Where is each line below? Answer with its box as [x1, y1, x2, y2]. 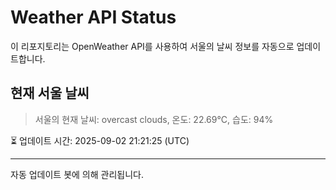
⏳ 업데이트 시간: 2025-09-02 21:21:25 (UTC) [10, 134, 190, 146]
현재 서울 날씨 [10, 85, 90, 102]
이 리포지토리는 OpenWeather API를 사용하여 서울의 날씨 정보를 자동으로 [10, 40, 295, 52]
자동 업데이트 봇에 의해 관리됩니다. [10, 168, 144, 180]
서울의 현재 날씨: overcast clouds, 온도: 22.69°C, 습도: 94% [34, 113, 274, 125]
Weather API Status [10, 6, 177, 29]
